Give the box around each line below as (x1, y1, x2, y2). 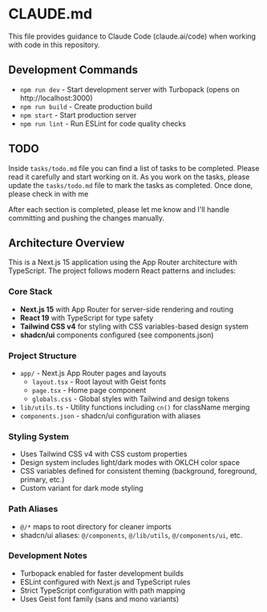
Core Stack (8, 286, 53, 297)
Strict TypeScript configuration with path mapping (19, 585, 186, 595)
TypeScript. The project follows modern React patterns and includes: (8, 266, 237, 275)
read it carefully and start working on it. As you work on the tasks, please (8, 172, 250, 182)
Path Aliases (8, 504, 59, 515)
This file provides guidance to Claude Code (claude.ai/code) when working (8, 31, 257, 41)
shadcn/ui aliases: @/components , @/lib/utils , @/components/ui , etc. (19, 530, 243, 540)
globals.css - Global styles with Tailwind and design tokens (31, 394, 230, 403)
